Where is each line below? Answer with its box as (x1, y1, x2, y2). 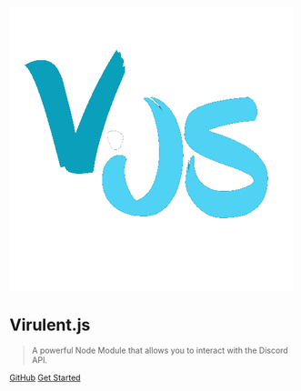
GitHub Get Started (9, 372, 81, 383)
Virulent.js (9, 315, 91, 336)
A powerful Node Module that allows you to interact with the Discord (31, 345, 288, 356)
